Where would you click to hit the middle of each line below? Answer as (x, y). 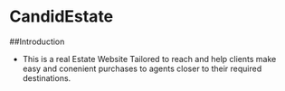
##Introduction (37, 41)
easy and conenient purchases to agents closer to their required (142, 68)
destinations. (47, 77)
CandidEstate (62, 17)
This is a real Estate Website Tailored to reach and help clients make (149, 59)
